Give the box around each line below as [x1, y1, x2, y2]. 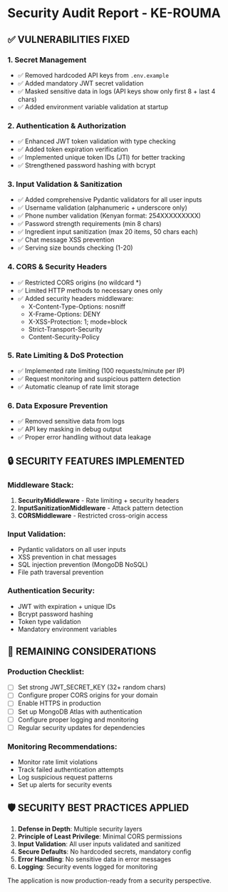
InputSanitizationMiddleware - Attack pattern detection [17, 504, 184, 513]
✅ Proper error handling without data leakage [17, 433, 152, 441]
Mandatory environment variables [17, 625, 118, 633]
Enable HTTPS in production [17, 699, 101, 707]
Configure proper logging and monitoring [17, 715, 139, 724]
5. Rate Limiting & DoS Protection [7, 350, 124, 360]
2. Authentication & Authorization [7, 121, 127, 130]
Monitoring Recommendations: [7, 742, 118, 752]
